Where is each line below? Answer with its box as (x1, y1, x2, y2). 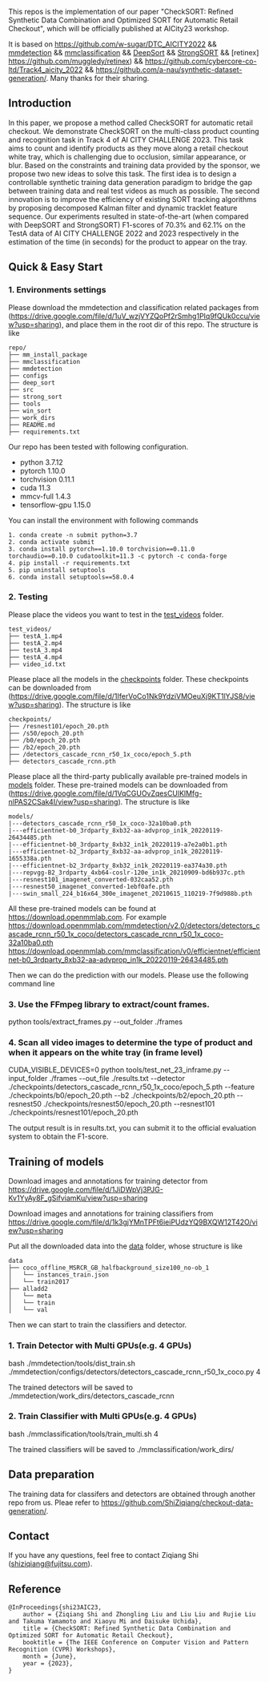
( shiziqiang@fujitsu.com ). (8, 1559, 93, 1569)
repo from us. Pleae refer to (8, 1498, 100, 1507)
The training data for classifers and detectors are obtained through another (8, 1489, 256, 1498)
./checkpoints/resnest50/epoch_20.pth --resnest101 (43, 1099, 215, 1109)
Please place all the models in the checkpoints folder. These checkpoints (8, 674, 249, 684)
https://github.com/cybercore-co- (144, 56, 258, 66)
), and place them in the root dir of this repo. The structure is (58, 320, 259, 329)
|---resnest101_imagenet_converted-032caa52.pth (8, 875, 174, 884)
